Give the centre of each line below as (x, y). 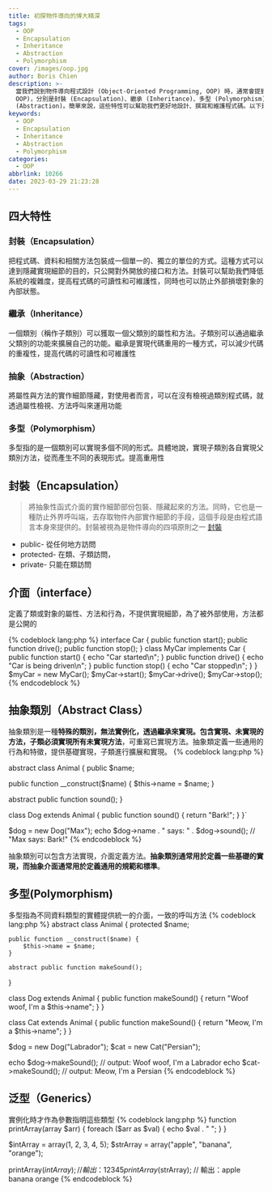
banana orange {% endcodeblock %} (70, 1178)
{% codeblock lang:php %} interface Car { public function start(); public (128, 640)
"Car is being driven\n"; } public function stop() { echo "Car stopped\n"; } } (133, 666)
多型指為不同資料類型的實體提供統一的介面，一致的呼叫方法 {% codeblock (132, 915)
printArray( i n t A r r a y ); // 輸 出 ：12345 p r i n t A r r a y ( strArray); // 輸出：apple (125, 1169)
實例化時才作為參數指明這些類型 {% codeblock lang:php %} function (123, 1119)
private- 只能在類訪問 (55, 564)
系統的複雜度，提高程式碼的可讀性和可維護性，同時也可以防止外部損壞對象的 (136, 281)
